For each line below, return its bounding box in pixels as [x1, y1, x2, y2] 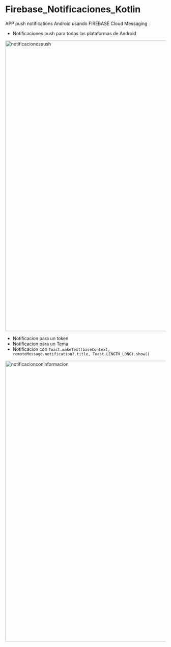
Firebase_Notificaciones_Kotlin [5, 4, 141, 15]
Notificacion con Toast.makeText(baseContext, [12, 346, 110, 352]
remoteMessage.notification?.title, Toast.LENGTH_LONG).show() [12, 351, 150, 356]
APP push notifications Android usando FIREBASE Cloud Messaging [5, 20, 148, 27]
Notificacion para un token [12, 335, 69, 341]
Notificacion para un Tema [12, 341, 69, 347]
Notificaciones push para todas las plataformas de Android [12, 30, 136, 36]
